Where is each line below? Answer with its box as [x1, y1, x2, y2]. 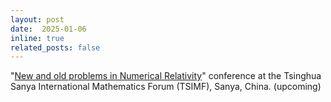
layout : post [10, 14, 65, 25]
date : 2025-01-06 [10, 24, 87, 34]
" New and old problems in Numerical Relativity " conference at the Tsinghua [10, 70, 322, 82]
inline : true [10, 33, 65, 43]
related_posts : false [10, 42, 101, 53]
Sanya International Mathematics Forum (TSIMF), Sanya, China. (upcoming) [10, 81, 322, 93]
